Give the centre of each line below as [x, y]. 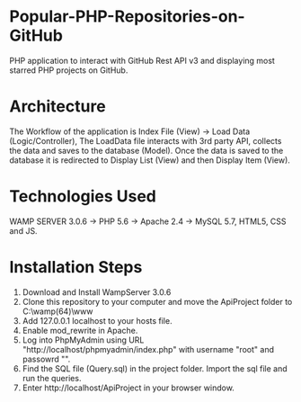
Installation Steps [76, 267]
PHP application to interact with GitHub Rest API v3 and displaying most [142, 60]
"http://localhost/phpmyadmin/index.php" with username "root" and [148, 349]
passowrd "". [46, 359]
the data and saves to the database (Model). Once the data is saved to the [146, 150]
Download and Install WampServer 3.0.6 [97, 292]
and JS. [23, 230]
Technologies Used [83, 197]
